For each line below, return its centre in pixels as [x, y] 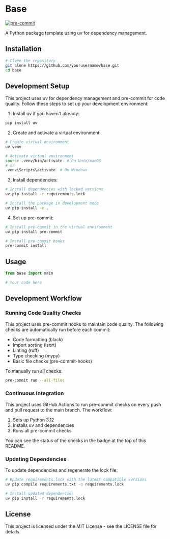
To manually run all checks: [34, 371]
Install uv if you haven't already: [46, 114]
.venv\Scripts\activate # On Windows [46, 170]
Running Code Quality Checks [43, 313]
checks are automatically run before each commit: [58, 329]
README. [15, 446]
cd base [13, 70]
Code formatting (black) [38, 339]
